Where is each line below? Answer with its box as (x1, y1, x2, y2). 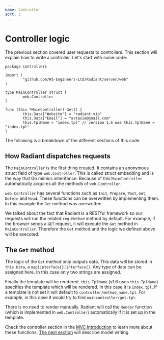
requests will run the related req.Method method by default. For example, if (5, 216, 156, 222)
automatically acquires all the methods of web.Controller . (5, 181, 122, 187)
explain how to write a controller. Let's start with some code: (5, 55, 128, 61)
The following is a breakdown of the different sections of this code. (5, 138, 141, 144)
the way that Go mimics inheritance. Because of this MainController (5, 176, 142, 182)
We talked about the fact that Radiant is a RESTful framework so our (5, 210, 143, 216)
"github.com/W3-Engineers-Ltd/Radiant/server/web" (23, 77, 129, 82)
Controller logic (5, 33, 70, 44)
